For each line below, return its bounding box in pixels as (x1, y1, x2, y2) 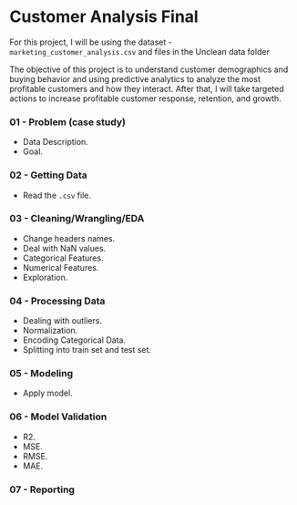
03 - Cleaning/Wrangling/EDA (9, 212, 145, 225)
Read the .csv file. (22, 190, 91, 201)
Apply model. (22, 387, 73, 398)
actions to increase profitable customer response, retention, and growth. (9, 93, 282, 104)
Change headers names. (22, 232, 116, 243)
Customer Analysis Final (9, 6, 199, 27)
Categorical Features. (22, 252, 104, 263)
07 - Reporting (9, 483, 76, 496)
